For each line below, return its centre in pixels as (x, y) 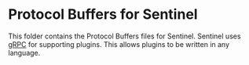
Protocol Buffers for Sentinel (103, 14)
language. (24, 52)
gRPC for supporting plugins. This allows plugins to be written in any (119, 44)
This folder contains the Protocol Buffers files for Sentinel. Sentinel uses (124, 36)
